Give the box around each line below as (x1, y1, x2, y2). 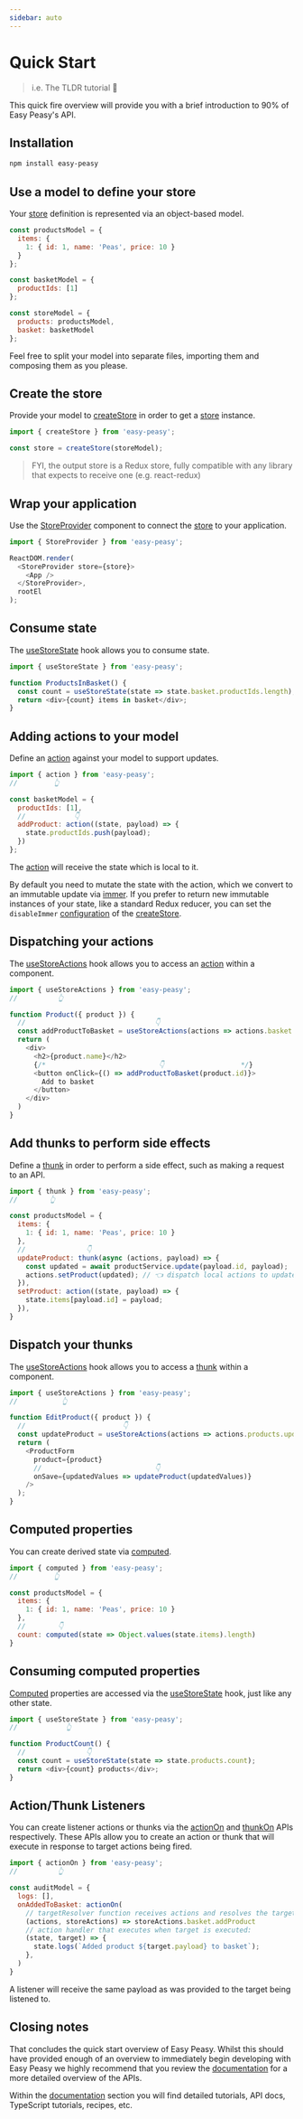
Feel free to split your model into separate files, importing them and (9, 350, 260, 361)
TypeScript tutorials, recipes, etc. (9, 2099, 133, 2110)
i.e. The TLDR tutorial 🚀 (31, 82, 118, 93)
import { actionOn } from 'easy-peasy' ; (9, 1859, 164, 1868)
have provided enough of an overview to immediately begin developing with (9, 2053, 291, 2064)
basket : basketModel (17, 325, 95, 334)
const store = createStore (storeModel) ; (9, 444, 164, 453)
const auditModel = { (9, 1883, 91, 1893)
